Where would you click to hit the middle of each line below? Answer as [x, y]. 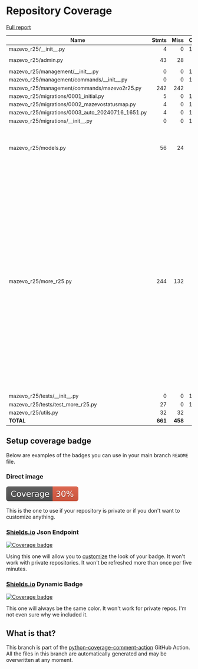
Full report [19, 27]
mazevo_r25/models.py [37, 147]
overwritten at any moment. [39, 660]
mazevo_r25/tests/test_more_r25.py [53, 404]
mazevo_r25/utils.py [33, 412]
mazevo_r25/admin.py [36, 60]
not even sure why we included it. [47, 615]
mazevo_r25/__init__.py [37, 49]
